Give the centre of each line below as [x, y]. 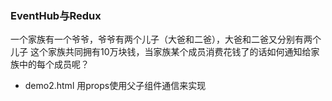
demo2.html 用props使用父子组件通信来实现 [115, 86]
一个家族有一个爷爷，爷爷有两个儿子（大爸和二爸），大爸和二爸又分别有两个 [166, 39]
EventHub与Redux [56, 15]
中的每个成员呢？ [54, 64]
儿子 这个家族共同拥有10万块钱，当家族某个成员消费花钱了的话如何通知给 [161, 52]
